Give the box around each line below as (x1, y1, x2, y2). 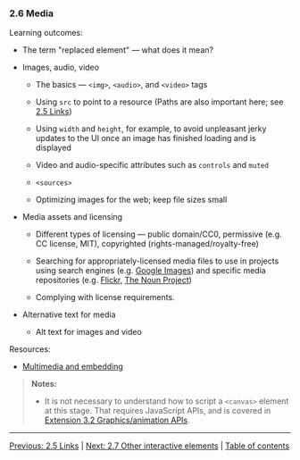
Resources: (9, 344, 51, 355)
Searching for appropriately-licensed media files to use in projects (35, 255, 279, 266)
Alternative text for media (21, 309, 116, 320)
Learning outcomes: (9, 28, 83, 38)
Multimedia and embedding (21, 361, 123, 372)
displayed (35, 142, 71, 154)
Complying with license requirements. (35, 292, 176, 303)
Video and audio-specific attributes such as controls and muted (35, 160, 270, 171)
